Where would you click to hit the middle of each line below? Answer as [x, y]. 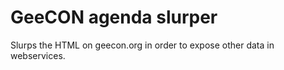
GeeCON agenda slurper [114, 17]
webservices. [38, 55]
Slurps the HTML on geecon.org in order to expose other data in [142, 45]
